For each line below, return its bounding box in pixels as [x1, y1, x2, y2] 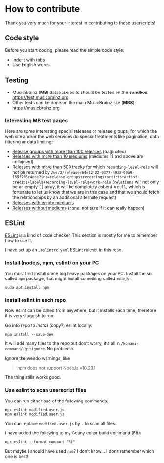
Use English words [12, 62, 50, 67]
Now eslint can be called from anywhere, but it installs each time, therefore [5, 308, 157, 313]
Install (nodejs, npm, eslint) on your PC [5, 259, 99, 266]
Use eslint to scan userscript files [5, 387, 87, 394]
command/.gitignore [5, 347, 45, 352]
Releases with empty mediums [12, 199, 74, 205]
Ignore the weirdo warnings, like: [5, 355, 71, 361]
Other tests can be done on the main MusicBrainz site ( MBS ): [12, 99, 136, 105]
